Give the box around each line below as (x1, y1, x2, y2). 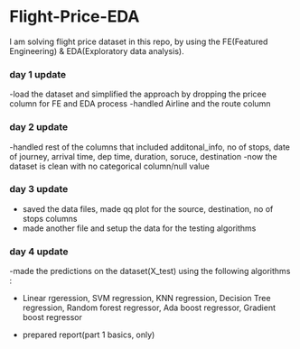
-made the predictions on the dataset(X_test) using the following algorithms (9, 266, 291, 277)
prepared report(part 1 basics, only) (22, 329, 155, 340)
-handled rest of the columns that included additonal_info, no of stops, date (9, 142, 291, 152)
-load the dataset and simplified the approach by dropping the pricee (9, 88, 267, 100)
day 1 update (9, 68, 67, 80)
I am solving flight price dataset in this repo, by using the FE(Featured (9, 36, 268, 47)
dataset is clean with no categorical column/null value (9, 161, 210, 171)
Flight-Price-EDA (9, 6, 140, 27)
